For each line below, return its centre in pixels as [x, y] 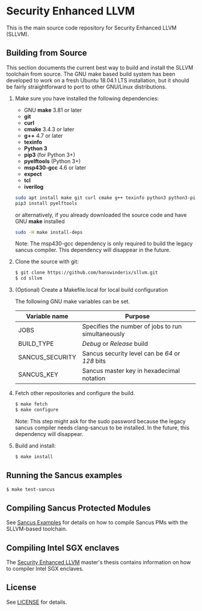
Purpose [138, 316]
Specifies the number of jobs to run [132, 327]
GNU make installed [40, 221]
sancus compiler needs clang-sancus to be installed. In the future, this [102, 428]
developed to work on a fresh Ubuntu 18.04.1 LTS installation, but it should [98, 80]
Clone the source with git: [47, 262]
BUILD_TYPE [36, 344]
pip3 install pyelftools [46, 203]
